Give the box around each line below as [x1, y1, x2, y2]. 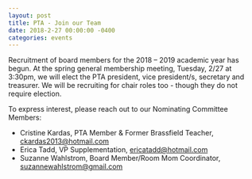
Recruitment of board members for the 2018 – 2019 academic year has [8, 55, 240, 65]
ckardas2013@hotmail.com [19, 136, 110, 147]
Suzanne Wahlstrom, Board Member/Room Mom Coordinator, [19, 154, 221, 163]
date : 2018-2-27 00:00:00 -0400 [8, 26, 115, 34]
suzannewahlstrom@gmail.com [19, 162, 123, 171]
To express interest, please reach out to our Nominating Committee [8, 105, 228, 114]
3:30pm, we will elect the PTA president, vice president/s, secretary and [8, 72, 245, 82]
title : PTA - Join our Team [8, 19, 102, 27]
